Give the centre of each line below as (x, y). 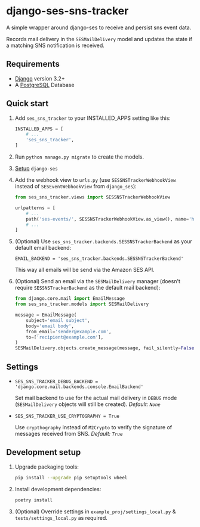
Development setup (44, 452)
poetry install (34, 500)
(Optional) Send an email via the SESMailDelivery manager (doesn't (98, 281)
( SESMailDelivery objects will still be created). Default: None (87, 404)
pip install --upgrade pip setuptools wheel (71, 478)
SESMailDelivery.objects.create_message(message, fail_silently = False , (106, 348)
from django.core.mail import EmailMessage (70, 299)
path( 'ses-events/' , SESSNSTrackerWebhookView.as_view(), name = (107, 219)
